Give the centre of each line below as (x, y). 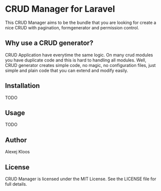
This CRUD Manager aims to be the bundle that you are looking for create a (81, 22)
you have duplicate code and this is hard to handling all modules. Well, (76, 60)
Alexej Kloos (18, 152)
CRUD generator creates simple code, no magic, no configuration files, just (80, 65)
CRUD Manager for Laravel (60, 9)
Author (16, 140)
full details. (16, 184)
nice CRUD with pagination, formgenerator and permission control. (72, 27)
